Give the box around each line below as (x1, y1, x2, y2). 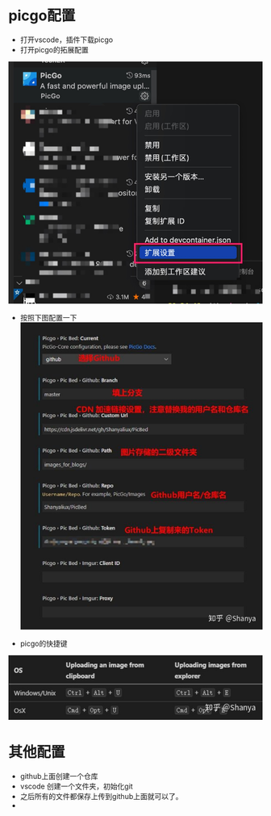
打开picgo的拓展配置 (19, 44, 89, 54)
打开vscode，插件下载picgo (19, 35, 114, 44)
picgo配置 (8, 6, 76, 25)
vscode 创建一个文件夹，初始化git (19, 781, 133, 791)
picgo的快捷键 (19, 638, 68, 649)
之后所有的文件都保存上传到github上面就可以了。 (19, 791, 183, 801)
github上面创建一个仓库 (19, 771, 98, 780)
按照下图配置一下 (19, 312, 77, 322)
